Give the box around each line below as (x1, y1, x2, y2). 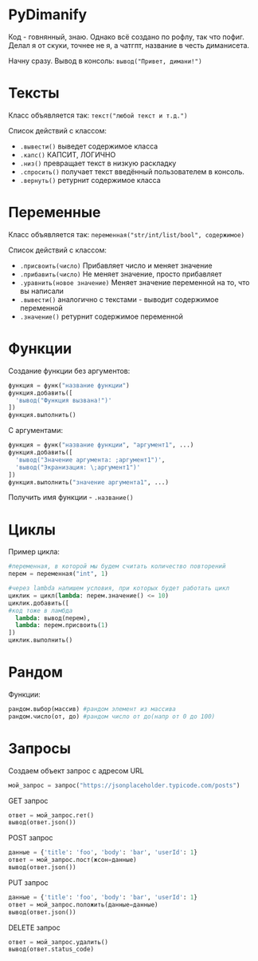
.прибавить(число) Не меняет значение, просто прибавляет (19, 269, 222, 279)
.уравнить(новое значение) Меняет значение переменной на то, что (19, 277, 250, 287)
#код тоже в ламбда (8, 606, 73, 614)
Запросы (8, 739, 72, 757)
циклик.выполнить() (8, 637, 73, 645)
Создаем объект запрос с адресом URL (8, 765, 145, 776)
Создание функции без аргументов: (8, 366, 131, 375)
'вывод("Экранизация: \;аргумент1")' (15, 463, 141, 471)
